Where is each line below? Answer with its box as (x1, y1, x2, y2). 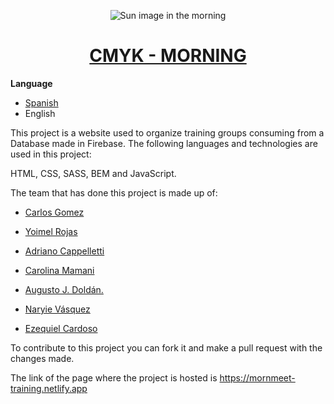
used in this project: (10, 148, 92, 160)
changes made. (10, 352, 75, 364)
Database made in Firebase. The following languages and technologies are (10, 137, 318, 149)
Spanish (24, 96, 59, 109)
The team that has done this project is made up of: (10, 186, 218, 199)
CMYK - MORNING (89, 45, 247, 67)
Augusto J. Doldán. (24, 283, 104, 295)
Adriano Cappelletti (24, 245, 105, 257)
